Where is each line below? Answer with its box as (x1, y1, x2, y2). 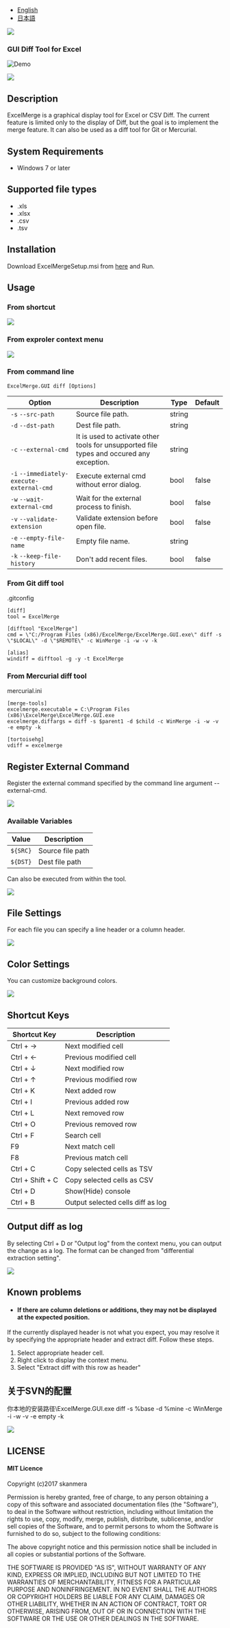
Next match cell (64, 1142, 115, 1151)
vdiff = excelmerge (7, 742, 63, 749)
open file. (76, 521, 106, 531)
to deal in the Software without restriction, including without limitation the (7, 1507, 214, 1515)
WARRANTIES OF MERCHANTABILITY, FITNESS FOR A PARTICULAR (7, 1578, 201, 1586)
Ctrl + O (10, 1119, 36, 1129)
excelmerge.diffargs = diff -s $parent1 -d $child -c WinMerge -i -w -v (7, 718, 219, 725)
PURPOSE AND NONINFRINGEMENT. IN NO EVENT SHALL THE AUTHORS (7, 1585, 218, 1593)
